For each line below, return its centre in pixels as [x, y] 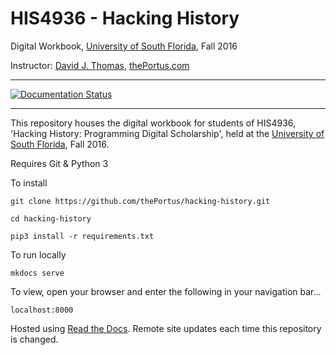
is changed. [34, 339]
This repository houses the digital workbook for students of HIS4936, [153, 123]
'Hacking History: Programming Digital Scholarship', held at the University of [167, 133]
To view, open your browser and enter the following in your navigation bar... [166, 291]
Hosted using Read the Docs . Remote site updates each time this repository [166, 328]
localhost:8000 [42, 310]
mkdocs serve [37, 273]
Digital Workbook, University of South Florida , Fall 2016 [124, 46]
